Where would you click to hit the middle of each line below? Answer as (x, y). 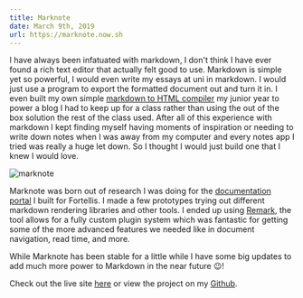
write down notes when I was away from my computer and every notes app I (152, 137)
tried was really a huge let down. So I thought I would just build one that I (145, 146)
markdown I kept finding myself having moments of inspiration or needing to (151, 127)
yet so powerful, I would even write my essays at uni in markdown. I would (148, 79)
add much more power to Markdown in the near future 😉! (117, 266)
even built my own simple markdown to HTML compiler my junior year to (145, 98)
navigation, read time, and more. (70, 239)
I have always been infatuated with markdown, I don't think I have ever (141, 61)
